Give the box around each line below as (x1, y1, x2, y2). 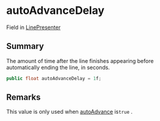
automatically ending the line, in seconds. (6, 64, 110, 71)
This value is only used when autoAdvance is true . (6, 108, 133, 116)
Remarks (6, 92, 41, 103)
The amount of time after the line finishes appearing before (6, 57, 154, 64)
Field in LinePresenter (6, 24, 61, 31)
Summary (6, 41, 44, 51)
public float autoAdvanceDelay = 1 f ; (6, 75, 102, 82)
